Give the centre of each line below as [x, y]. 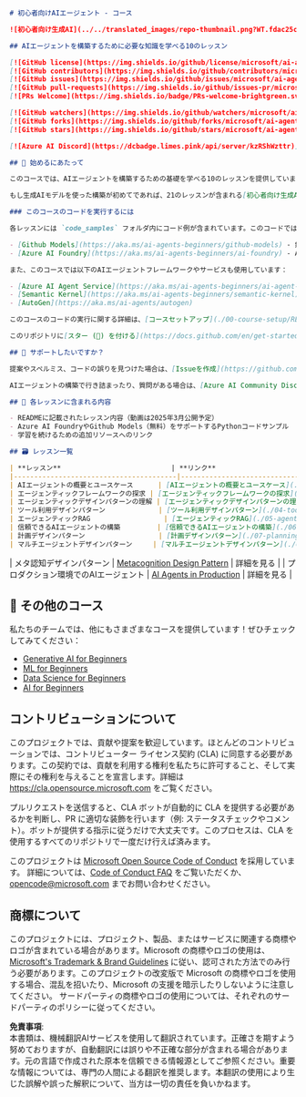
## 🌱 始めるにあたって [47, 163]
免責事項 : [27, 1027]
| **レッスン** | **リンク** [113, 468]
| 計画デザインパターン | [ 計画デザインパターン [124, 536]
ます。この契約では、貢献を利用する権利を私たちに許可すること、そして [152, 765]
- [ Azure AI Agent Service [61, 286]
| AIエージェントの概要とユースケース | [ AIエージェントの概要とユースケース [148, 485]
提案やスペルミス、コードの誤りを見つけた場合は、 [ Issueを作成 [113, 369]
